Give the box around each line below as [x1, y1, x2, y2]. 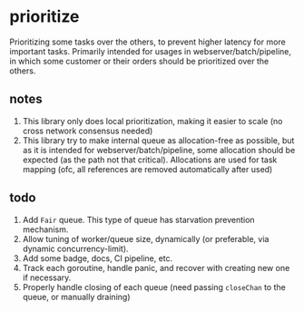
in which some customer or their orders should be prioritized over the [9, 55, 270, 66]
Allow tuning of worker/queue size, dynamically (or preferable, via [22, 233, 270, 244]
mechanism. [22, 224, 69, 235]
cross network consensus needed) [22, 125, 153, 136]
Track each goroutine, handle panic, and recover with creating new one [22, 262, 290, 273]
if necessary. [22, 272, 72, 283]
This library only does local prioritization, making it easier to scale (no [22, 115, 283, 126]
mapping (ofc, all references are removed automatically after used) [22, 163, 273, 174]
